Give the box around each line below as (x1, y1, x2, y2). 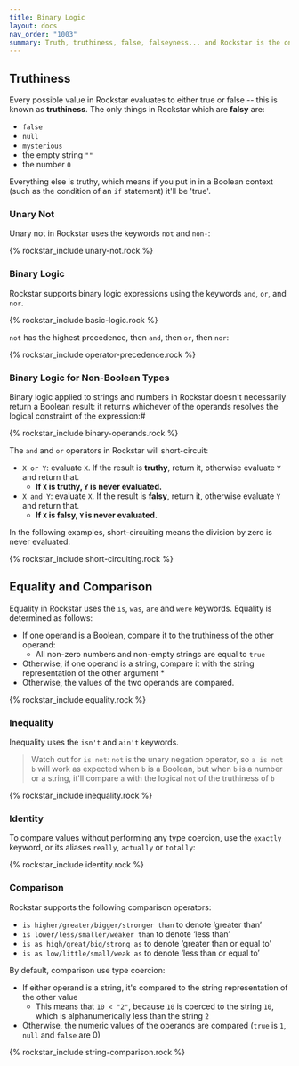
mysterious (21, 142, 63, 151)
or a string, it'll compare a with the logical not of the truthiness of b (30, 773, 275, 784)
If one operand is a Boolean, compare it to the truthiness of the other (21, 630, 274, 640)
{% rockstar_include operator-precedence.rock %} (9, 349, 196, 360)
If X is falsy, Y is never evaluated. (35, 509, 158, 520)
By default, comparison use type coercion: (9, 964, 166, 975)
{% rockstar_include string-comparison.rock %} (9, 1046, 185, 1057)
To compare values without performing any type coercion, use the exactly (9, 833, 282, 843)
